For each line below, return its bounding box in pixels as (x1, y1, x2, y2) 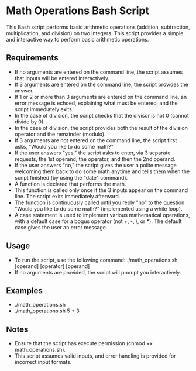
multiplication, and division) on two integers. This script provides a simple (6, 29, 184, 36)
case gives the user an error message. (14, 224, 108, 231)
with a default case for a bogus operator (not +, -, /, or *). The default (14, 218, 182, 225)
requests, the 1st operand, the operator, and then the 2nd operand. (14, 155, 176, 162)
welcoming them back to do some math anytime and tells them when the (14, 168, 190, 175)
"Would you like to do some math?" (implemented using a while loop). (14, 205, 183, 212)
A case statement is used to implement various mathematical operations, (14, 211, 190, 218)
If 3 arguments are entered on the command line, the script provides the (14, 81, 188, 88)
